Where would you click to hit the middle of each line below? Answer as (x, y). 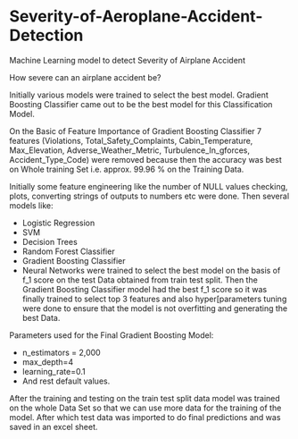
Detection (46, 35)
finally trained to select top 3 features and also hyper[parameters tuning (154, 299)
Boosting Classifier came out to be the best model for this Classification (141, 104)
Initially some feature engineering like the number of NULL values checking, (149, 186)
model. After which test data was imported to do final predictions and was (145, 417)
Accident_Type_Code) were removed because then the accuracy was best (146, 159)
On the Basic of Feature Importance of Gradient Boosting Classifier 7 (135, 131)
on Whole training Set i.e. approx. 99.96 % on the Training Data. (127, 169)
